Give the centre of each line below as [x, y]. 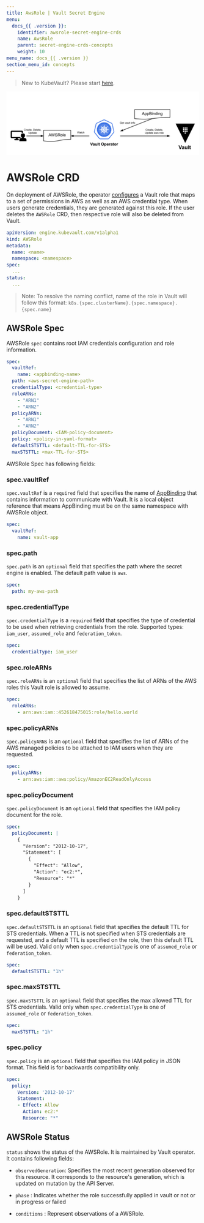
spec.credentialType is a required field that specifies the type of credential [101, 620]
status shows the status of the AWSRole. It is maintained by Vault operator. [101, 1152]
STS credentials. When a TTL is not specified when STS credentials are [96, 933]
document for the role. [35, 815]
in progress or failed [40, 1202]
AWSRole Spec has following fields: [51, 464]
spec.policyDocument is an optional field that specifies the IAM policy [93, 808]
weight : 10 [31, 52]
